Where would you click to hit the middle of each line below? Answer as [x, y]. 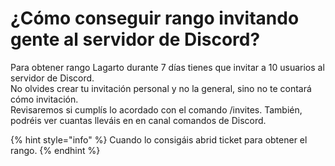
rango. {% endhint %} [55, 150]
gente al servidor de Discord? [135, 39]
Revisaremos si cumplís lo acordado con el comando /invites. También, [156, 109]
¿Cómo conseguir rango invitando [155, 18]
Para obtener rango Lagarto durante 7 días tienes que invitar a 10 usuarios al [167, 67]
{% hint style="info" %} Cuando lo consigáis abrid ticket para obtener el [159, 139]
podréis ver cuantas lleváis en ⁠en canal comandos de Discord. [138, 120]
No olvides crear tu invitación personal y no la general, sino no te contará [161, 88]
